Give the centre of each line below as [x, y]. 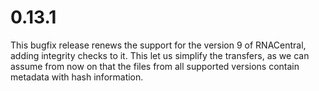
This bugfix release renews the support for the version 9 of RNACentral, [158, 45]
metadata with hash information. [77, 77]
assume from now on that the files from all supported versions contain [155, 66]
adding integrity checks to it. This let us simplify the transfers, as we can [160, 55]
